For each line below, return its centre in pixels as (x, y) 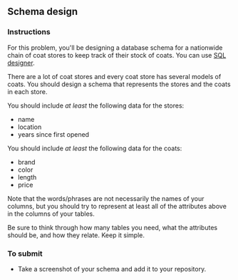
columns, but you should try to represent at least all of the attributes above (117, 206)
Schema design (43, 12)
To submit (25, 254)
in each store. (27, 91)
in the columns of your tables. (51, 214)
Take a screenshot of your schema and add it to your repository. (112, 269)
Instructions (29, 32)
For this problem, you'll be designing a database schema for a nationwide (115, 47)
